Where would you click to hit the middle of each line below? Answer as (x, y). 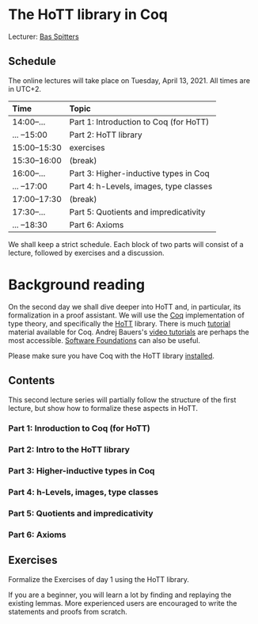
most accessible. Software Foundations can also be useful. (104, 340)
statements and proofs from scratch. (68, 611)
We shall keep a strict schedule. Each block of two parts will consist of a (126, 244)
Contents (32, 380)
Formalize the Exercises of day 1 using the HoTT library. (99, 579)
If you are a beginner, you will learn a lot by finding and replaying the (120, 595)
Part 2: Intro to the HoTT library (69, 450)
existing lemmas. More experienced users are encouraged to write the (123, 603)
